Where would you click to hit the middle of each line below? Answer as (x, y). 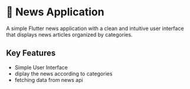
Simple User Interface (41, 67)
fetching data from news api (49, 80)
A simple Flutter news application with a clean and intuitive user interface (95, 28)
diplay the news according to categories (63, 74)
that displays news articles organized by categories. (69, 34)
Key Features (31, 53)
